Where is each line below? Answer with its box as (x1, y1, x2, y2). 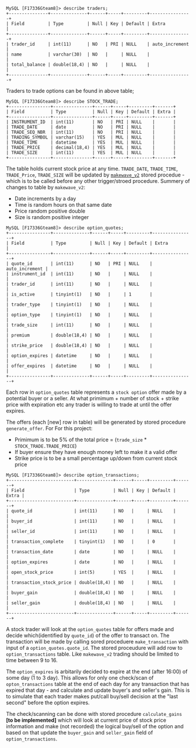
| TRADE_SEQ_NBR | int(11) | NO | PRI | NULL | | (6, 129, 176, 135)
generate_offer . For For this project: (6, 425, 93, 432)
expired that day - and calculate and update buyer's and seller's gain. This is (6, 687, 190, 694)
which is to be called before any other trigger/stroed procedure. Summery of (6, 178, 190, 184)
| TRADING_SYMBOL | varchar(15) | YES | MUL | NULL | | (6, 134, 176, 140)
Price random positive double (14, 207, 86, 214)
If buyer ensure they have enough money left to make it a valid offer (14, 449, 178, 455)
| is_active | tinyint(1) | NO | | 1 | (6, 292, 153, 297)
